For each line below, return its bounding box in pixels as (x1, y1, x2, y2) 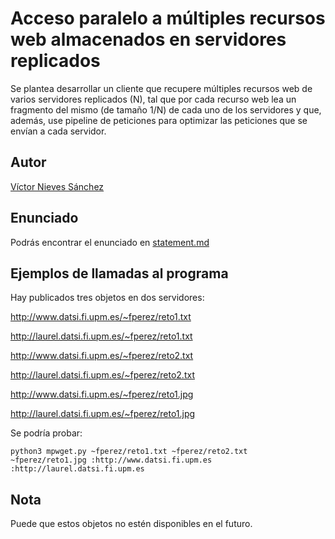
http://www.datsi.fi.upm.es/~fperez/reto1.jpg (10, 388, 194, 401)
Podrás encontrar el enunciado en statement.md (10, 236, 210, 248)
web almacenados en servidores (10, 28, 287, 51)
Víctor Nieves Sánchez (10, 180, 105, 192)
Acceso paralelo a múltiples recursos (10, 7, 326, 30)
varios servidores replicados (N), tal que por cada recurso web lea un (10, 93, 297, 105)
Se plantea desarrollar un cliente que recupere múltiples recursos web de (10, 82, 313, 94)
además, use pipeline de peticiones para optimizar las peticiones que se (10, 114, 308, 126)
